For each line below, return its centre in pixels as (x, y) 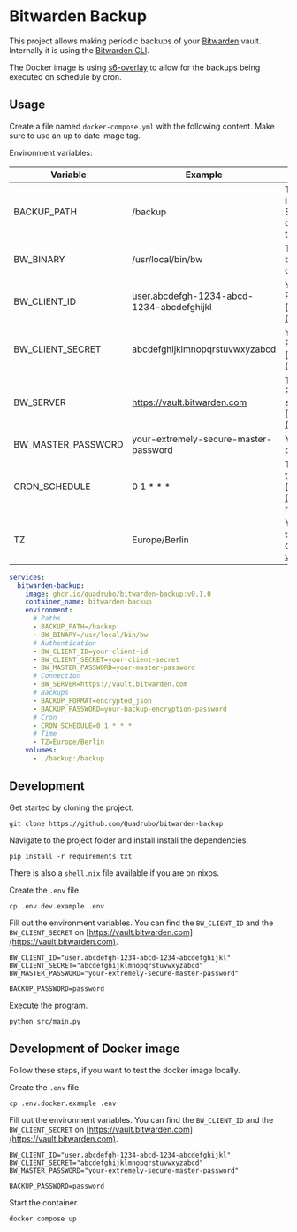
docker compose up (43, 1219)
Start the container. (44, 1202)
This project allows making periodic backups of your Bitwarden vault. (135, 41)
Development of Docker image (95, 1049)
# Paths (47, 619)
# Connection (57, 676)
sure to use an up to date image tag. (75, 136)
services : (27, 577)
